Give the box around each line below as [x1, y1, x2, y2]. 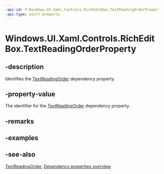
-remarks [5, 117, 34, 125]
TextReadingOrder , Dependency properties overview [5, 163, 111, 169]
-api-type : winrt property [5, 12, 60, 17]
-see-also [5, 150, 36, 159]
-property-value [5, 90, 56, 98]
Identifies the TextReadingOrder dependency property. [5, 75, 116, 81]
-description [5, 63, 44, 71]
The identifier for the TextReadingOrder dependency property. [5, 103, 130, 109]
